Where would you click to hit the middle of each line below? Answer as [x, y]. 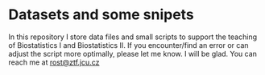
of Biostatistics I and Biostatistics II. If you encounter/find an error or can [128, 45]
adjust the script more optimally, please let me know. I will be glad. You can [133, 53]
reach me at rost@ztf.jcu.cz [54, 62]
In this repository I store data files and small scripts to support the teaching [133, 37]
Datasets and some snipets [101, 15]
